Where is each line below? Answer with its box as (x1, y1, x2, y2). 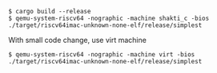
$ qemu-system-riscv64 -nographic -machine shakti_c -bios (8, 14, 210, 22)
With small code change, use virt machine (8, 36, 147, 44)
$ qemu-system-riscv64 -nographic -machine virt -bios (8, 51, 195, 59)
